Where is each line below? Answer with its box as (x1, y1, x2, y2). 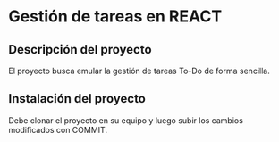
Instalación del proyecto (8, 91, 147, 106)
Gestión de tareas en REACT (8, 6, 223, 27)
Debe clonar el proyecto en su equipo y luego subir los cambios (8, 114, 243, 126)
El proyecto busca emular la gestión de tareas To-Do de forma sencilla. (8, 65, 270, 76)
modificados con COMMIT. (8, 124, 108, 135)
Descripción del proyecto (8, 42, 153, 57)
